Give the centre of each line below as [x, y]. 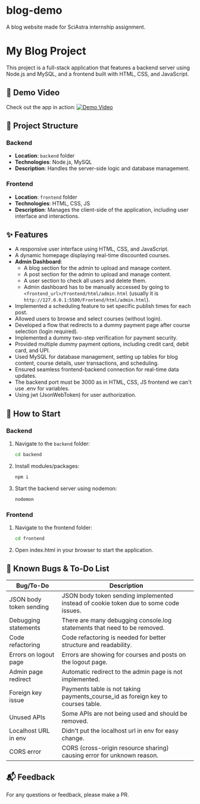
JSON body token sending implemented [118, 596]
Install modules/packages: [47, 466]
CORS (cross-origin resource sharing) [115, 748]
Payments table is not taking [101, 689]
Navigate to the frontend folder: [53, 528]
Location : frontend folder [46, 197]
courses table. [82, 704]
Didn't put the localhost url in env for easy [120, 731]
